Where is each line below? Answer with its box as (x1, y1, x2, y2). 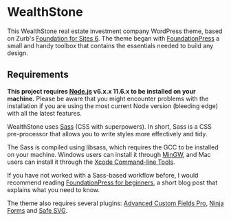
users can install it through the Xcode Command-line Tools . (7, 158, 175, 166)
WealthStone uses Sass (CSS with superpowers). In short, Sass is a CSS (7, 122, 212, 131)
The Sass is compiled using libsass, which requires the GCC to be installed (7, 143, 219, 151)
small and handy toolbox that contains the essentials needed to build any (7, 41, 214, 50)
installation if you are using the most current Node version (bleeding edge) (7, 101, 219, 110)
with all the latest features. (7, 109, 82, 117)
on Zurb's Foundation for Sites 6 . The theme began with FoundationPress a (7, 34, 220, 42)
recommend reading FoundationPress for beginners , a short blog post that (7, 178, 218, 187)
